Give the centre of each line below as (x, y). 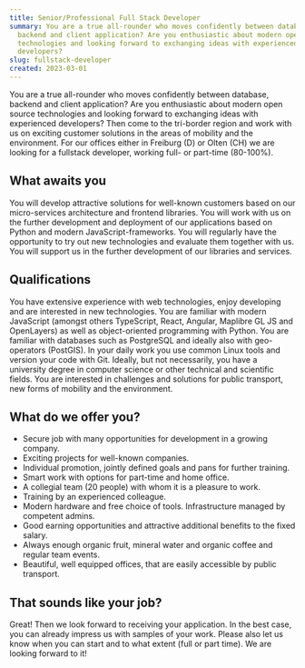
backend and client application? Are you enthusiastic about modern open (146, 104)
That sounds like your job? (86, 602)
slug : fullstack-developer (60, 60)
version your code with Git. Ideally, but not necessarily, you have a (133, 359)
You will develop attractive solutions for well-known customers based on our (152, 203)
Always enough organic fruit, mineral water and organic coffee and (148, 545)
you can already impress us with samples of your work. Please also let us (147, 634)
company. (41, 449)
